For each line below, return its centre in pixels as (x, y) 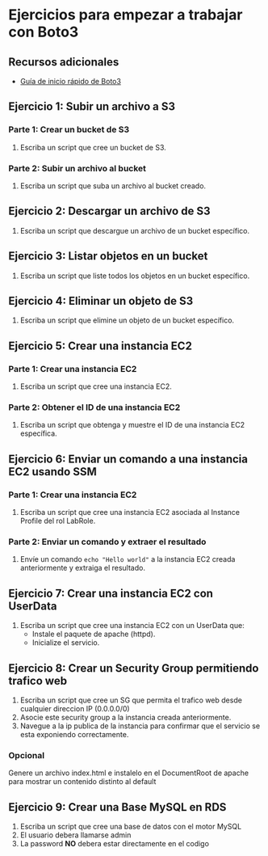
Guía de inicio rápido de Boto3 (70, 81)
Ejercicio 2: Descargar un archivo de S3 (109, 211)
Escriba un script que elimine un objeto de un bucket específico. (127, 320)
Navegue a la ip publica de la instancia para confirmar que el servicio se (140, 726)
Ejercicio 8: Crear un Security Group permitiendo (134, 668)
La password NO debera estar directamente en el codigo (115, 844)
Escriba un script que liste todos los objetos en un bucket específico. (135, 276)
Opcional (27, 755)
